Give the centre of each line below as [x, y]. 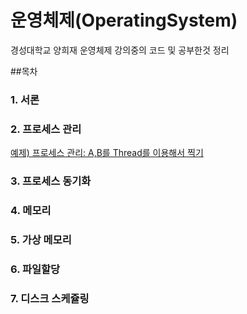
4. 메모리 [31, 210]
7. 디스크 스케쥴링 [50, 298]
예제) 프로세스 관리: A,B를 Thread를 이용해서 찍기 [107, 153]
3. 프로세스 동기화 [51, 181]
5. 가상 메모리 [41, 239]
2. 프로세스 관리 [46, 129]
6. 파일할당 [35, 269]
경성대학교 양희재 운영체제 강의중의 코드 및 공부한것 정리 [120, 50]
